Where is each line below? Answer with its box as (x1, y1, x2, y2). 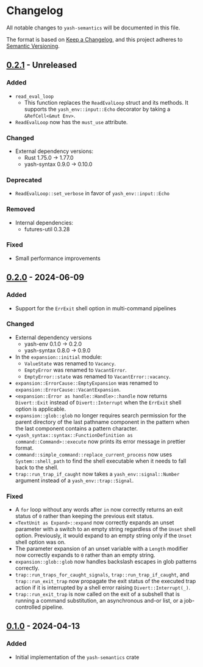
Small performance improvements (15, 255, 101, 262)
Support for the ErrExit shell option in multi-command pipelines (15, 304, 177, 312)
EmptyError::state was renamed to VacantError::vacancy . (24, 373, 171, 380)
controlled (15, 603, 41, 611)
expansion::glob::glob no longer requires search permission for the (15, 411, 187, 419)
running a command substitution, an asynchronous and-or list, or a (15, 597, 183, 605)
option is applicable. (15, 405, 66, 412)
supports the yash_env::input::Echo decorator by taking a (24, 105, 171, 113)
